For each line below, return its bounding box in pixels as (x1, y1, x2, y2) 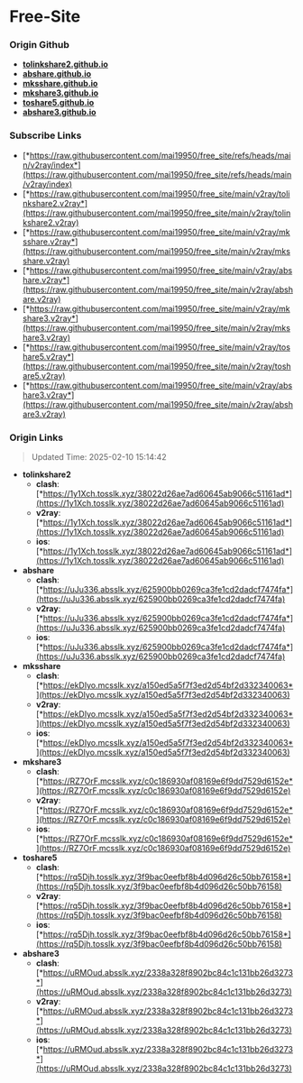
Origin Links (9, 431, 64, 444)
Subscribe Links (9, 129, 82, 142)
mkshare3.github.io (22, 87, 99, 98)
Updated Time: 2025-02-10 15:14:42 (31, 452, 167, 463)
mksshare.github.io (22, 78, 98, 89)
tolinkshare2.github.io (22, 59, 108, 69)
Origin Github (9, 39, 70, 51)
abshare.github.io (22, 69, 92, 79)
